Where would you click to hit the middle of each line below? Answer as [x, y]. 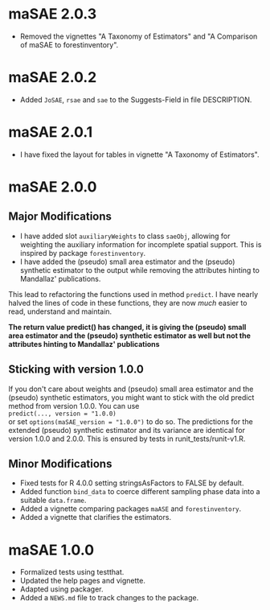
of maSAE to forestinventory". [69, 44]
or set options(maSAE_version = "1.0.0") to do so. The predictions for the [131, 421]
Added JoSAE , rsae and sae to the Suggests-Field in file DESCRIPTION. [136, 99]
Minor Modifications [60, 464]
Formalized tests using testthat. [72, 572]
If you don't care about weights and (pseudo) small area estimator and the [131, 389]
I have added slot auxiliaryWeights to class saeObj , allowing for [125, 236]
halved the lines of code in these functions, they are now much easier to [128, 303]
